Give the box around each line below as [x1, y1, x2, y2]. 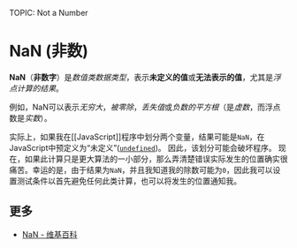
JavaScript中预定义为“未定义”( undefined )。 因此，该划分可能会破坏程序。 [9, 142, 277, 153]
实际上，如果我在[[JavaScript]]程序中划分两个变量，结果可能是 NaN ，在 [9, 132, 265, 142]
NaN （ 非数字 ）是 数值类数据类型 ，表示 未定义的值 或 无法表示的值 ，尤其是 [9, 71, 274, 82]
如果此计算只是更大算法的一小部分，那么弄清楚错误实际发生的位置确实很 [24, 154, 288, 164]
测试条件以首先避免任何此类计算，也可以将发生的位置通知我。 [16, 176, 241, 186]
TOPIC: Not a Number [9, 8, 88, 18]
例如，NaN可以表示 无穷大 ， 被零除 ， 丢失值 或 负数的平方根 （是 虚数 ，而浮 [9, 101, 273, 112]
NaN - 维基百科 [21, 229, 78, 239]
